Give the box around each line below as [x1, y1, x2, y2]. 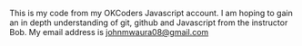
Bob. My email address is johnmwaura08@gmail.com [9, 27, 209, 37]
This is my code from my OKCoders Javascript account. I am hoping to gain [9, 8, 293, 18]
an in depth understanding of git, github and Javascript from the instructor [9, 17, 288, 28]
